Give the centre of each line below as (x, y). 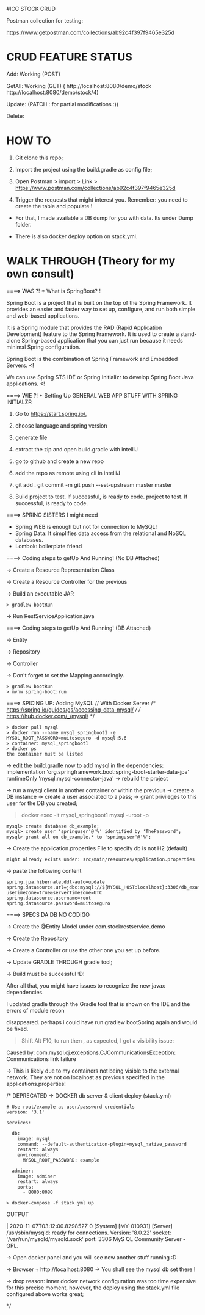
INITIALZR (19, 402)
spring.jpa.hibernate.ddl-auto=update (56, 882)
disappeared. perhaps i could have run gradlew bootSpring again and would (102, 1022)
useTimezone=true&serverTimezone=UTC (54, 892)
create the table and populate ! (54, 206)
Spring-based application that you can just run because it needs (102, 340)
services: (19, 1123)
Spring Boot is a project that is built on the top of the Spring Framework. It (99, 302)
